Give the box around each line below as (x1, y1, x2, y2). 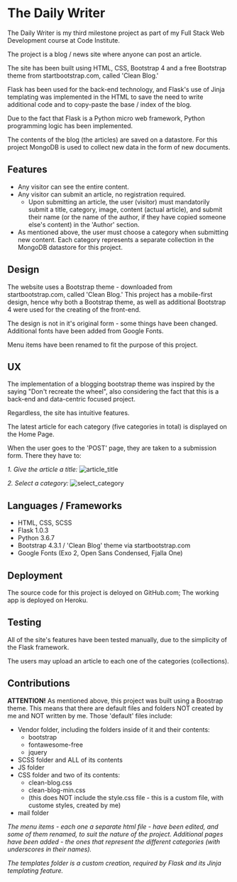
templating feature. (7, 866, 64, 875)
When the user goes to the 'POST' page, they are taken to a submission (7, 443, 216, 453)
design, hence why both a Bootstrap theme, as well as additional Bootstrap (7, 298, 226, 306)
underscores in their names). (7, 845, 92, 854)
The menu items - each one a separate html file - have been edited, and (7, 822, 219, 831)
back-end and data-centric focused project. (7, 395, 136, 404)
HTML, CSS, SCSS (17, 518, 72, 527)
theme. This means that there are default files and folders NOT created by (7, 703, 224, 713)
